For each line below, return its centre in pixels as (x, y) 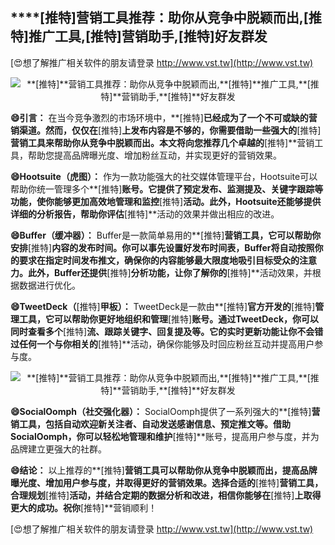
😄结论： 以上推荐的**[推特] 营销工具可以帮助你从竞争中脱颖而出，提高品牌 (164, 470)
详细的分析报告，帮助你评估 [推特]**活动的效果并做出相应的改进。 (145, 214)
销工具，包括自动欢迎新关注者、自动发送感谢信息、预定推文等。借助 (150, 424)
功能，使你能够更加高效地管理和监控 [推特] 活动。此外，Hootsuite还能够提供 (166, 201)
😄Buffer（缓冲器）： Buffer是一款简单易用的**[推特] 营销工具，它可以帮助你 (166, 235)
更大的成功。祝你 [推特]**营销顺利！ (84, 507)
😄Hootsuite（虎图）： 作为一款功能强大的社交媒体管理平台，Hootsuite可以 (164, 176)
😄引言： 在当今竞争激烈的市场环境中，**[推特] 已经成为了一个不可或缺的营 (164, 117)
